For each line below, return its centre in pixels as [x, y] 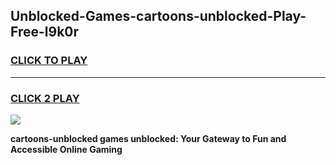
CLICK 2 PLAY [45, 98]
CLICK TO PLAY [49, 61]
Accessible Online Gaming [66, 149]
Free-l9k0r [45, 32]
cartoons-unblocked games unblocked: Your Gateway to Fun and [148, 138]
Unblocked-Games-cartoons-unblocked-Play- [158, 16]
